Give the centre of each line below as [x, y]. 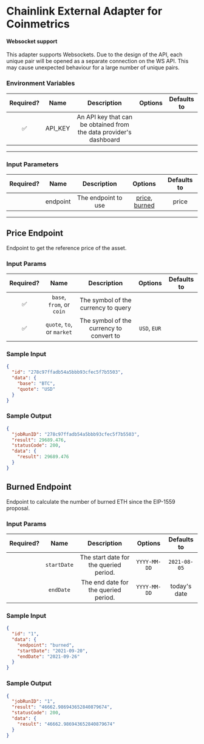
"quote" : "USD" [36, 389]
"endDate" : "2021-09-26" [49, 657]
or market [59, 332]
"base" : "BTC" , [36, 384]
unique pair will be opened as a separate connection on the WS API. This [97, 61]
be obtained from [104, 124]
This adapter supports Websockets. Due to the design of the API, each [94, 55]
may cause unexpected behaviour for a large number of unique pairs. [93, 67]
